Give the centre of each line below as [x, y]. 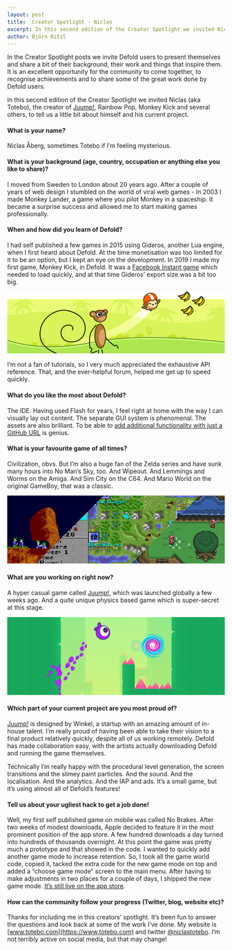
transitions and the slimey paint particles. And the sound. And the [100, 774]
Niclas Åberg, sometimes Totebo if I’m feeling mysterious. [89, 146]
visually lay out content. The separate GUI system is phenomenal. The [107, 418]
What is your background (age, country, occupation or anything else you [114, 162]
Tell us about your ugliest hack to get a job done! [78, 804]
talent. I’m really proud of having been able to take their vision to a [120, 731]
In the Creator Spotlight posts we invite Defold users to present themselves [114, 57]
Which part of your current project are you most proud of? [92, 709]
